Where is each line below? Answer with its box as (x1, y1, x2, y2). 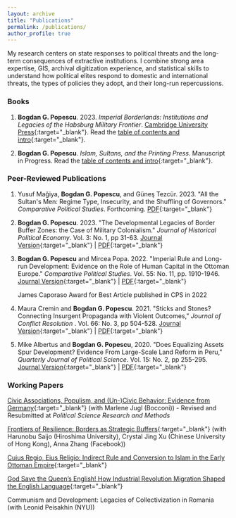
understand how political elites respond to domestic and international (7, 72, 209, 80)
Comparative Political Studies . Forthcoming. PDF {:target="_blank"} (17, 205, 213, 213)
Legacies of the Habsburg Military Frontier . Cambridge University (17, 120, 209, 129)
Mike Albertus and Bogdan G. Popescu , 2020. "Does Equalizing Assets (17, 340, 224, 348)
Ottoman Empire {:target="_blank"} (7, 461, 108, 469)
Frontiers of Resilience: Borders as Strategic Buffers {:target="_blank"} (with (7, 425, 227, 434)
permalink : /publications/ (7, 23, 87, 30)
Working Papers (7, 380, 64, 390)
